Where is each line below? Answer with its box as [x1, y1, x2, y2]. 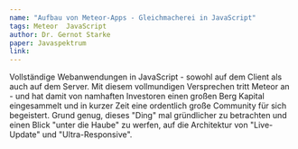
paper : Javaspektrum [9, 38, 88, 48]
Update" [9, 129, 41, 140]
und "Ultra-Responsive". [42, 129, 133, 140]
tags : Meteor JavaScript [9, 22, 107, 31]
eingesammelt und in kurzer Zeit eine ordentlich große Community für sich [9, 100, 287, 111]
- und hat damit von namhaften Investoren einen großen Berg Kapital [9, 91, 265, 102]
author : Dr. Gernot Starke [9, 30, 111, 39]
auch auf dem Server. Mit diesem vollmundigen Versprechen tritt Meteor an [9, 81, 291, 92]
